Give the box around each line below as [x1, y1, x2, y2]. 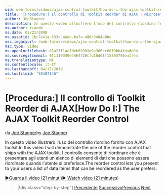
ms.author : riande [5, 26, 43, 31]
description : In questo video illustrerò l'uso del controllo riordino [5, 21, 156, 26]
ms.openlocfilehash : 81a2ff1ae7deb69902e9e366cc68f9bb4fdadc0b [5, 48, 138, 53]
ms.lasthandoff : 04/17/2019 [5, 67, 63, 72]
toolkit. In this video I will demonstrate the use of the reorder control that [5, 144, 151, 150]
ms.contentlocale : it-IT [5, 62, 56, 67]
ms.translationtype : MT [5, 58, 54, 63]
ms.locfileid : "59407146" [5, 71, 58, 76]
